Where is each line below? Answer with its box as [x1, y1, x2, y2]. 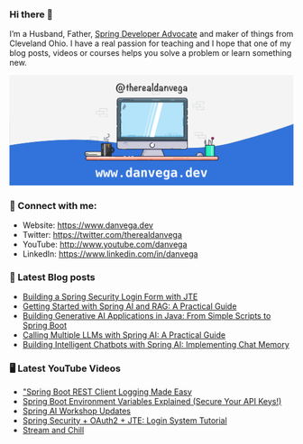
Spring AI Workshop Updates [22, 405, 131, 416]
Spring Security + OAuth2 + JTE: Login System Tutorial [22, 414, 227, 426]
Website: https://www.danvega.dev [22, 220, 153, 231]
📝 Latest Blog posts [9, 270, 96, 283]
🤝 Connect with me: [9, 199, 97, 212]
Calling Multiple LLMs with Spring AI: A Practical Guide [22, 330, 226, 340]
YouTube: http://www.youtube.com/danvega [22, 239, 188, 249]
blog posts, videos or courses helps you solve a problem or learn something [9, 48, 292, 59]
